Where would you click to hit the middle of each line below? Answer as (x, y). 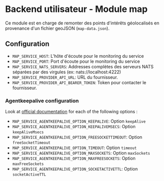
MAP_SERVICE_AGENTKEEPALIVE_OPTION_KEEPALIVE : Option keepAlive (79, 121)
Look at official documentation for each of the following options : (71, 112)
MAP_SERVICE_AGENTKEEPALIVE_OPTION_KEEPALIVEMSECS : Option (74, 127)
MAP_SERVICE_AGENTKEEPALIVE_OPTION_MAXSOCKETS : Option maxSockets (81, 153)
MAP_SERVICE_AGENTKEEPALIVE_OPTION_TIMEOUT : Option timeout (75, 148)
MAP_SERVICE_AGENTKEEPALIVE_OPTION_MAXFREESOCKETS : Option (74, 159)
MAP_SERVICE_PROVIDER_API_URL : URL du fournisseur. (65, 77)
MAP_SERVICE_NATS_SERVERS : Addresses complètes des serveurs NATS (83, 66)
